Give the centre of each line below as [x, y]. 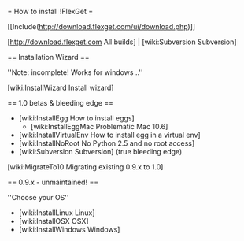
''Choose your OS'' [38, 197]
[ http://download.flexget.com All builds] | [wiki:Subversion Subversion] [122, 42]
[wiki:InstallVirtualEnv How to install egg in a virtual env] [110, 135]
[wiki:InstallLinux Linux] [57, 213]
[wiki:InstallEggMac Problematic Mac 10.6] [99, 126]
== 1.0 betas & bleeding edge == [61, 103]
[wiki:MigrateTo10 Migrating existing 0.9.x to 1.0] [85, 167]
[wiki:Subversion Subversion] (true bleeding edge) [100, 152]
